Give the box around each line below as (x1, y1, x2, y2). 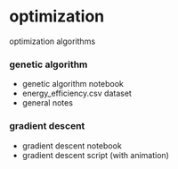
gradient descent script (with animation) (21, 149, 169, 160)
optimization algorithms (9, 36, 96, 46)
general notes (21, 97, 74, 108)
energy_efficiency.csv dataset (21, 88, 132, 99)
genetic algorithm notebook (21, 79, 125, 89)
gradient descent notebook (21, 140, 122, 151)
